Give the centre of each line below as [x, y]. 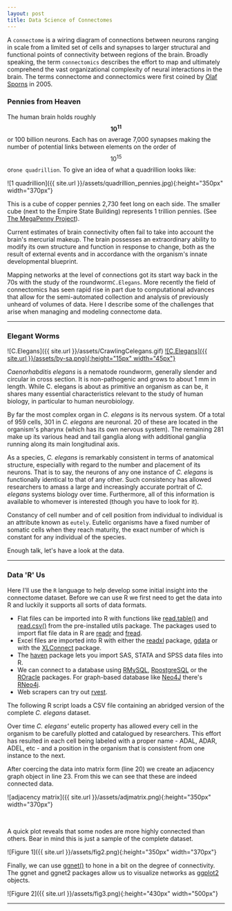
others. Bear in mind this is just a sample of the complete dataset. [100, 838]
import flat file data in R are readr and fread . [80, 633]
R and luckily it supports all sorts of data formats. [77, 605]
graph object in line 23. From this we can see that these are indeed [102, 776]
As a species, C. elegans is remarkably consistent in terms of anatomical [110, 458]
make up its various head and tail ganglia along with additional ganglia [107, 437]
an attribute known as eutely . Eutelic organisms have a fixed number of [109, 523]
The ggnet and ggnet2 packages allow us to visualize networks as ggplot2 [113, 872]
